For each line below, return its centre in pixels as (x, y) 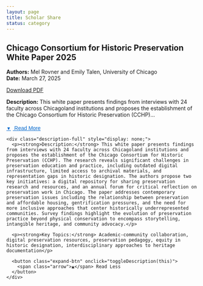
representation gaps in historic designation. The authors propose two (99, 177)
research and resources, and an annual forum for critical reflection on (102, 187)
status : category (28, 23)
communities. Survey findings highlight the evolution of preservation (99, 214)
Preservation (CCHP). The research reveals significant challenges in (98, 161)
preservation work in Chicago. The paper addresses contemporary (91, 192)
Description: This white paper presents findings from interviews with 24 (97, 102)
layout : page (23, 12)
